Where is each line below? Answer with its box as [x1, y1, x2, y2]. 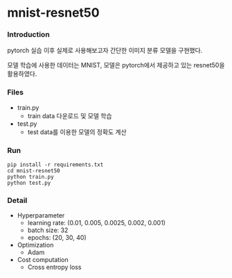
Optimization [17, 241, 54, 250]
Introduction [7, 30, 50, 40]
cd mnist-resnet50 [7, 167, 60, 174]
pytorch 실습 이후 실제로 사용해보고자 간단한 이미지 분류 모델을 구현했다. [7, 47, 203, 55]
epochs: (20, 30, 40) [27, 234, 87, 242]
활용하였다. [7, 69, 37, 78]
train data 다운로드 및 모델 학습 [27, 111, 112, 120]
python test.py [7, 179, 51, 187]
